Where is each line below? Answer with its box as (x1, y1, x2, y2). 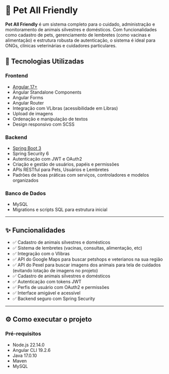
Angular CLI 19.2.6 (12, 347, 51, 353)
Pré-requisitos (5, 330, 41, 337)
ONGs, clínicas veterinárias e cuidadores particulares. (5, 42, 117, 48)
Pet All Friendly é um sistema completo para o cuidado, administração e (5, 21, 155, 27)
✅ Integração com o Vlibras (12, 251, 70, 257)
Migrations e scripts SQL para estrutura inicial (12, 206, 108, 213)
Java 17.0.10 (12, 352, 37, 358)
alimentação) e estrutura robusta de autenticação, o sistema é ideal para (5, 37, 156, 43)
